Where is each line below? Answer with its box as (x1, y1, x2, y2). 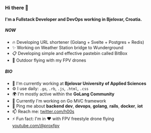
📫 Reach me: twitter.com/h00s (12, 108, 75, 115)
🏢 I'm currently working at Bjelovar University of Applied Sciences (12, 80, 147, 86)
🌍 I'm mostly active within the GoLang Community (12, 91, 115, 97)
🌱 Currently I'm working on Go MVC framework (12, 98, 106, 104)
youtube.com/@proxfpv (12, 123, 60, 129)
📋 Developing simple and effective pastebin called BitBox (12, 51, 128, 56)
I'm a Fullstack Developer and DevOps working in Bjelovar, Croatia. (5, 16, 142, 22)
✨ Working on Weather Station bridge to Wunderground (12, 45, 123, 51)
